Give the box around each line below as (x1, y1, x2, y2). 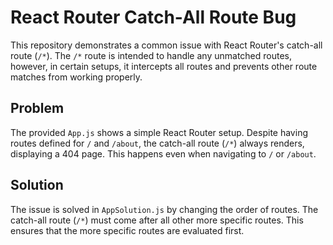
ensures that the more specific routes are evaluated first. (10, 224, 245, 236)
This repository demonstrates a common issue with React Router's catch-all (10, 39, 323, 51)
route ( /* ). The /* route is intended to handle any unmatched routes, (10, 49, 293, 61)
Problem (10, 100, 65, 117)
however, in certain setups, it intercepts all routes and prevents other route (10, 60, 318, 72)
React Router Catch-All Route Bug (10, 6, 297, 29)
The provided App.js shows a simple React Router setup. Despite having (10, 126, 308, 138)
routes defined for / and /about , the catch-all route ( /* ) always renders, (10, 137, 305, 149)
